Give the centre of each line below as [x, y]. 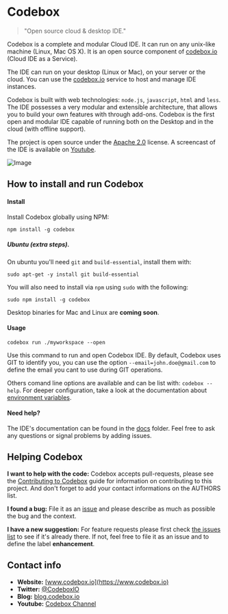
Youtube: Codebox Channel [56, 604]
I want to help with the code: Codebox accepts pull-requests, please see [111, 474]
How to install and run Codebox [75, 184]
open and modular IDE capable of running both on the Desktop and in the [110, 121]
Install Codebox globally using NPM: [58, 217]
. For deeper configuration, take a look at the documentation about [113, 390]
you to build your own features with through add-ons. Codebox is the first [111, 114]
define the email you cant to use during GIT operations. [85, 370]
